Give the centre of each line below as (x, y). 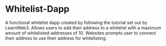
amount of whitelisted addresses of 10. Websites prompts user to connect (81, 33)
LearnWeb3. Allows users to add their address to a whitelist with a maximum (83, 27)
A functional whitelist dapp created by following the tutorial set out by (76, 23)
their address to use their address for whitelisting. (56, 38)
